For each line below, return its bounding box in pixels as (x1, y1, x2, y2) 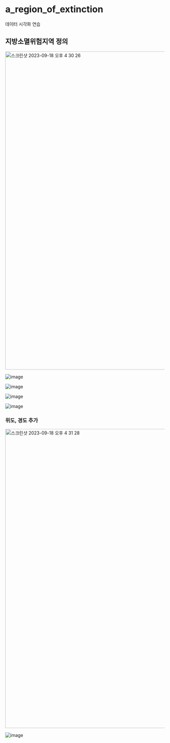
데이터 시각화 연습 (5, 21, 40, 27)
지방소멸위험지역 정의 (5, 37, 68, 46)
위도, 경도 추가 (5, 417, 38, 424)
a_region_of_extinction (5, 4, 104, 15)
